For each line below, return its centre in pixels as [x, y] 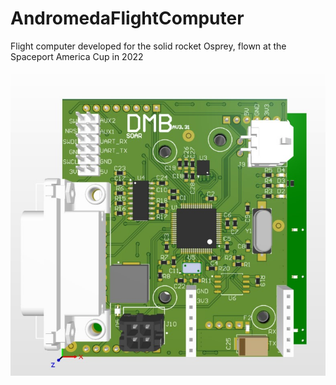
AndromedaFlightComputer [127, 18]
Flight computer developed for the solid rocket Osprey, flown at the [148, 46]
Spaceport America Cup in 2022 [77, 56]
